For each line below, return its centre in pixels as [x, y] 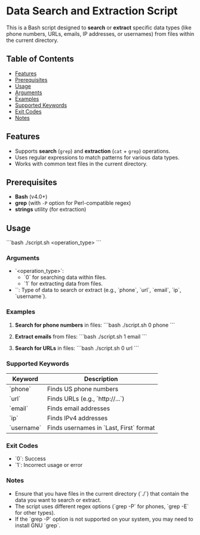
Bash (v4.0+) [31, 197]
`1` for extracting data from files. [63, 284]
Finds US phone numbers [82, 389]
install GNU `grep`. [38, 525]
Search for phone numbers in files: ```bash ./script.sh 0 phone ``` [95, 325]
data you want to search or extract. [58, 500]
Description [101, 379]
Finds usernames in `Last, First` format [101, 428]
